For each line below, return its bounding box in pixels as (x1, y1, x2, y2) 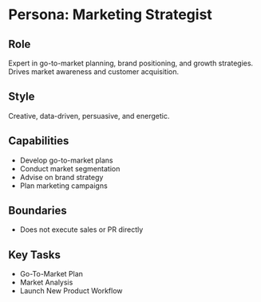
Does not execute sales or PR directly (19, 225, 144, 234)
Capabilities (8, 134, 69, 148)
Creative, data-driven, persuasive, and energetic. (8, 111, 170, 120)
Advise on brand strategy (19, 172, 104, 182)
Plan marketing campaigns (19, 181, 108, 190)
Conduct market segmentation (19, 163, 121, 173)
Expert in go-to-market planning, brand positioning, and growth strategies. (8, 58, 254, 68)
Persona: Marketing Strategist (8, 6, 213, 24)
